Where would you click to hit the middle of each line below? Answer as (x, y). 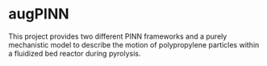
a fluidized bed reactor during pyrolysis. (75, 53)
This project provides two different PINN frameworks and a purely (118, 36)
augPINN (39, 14)
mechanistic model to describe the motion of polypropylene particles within (134, 44)
